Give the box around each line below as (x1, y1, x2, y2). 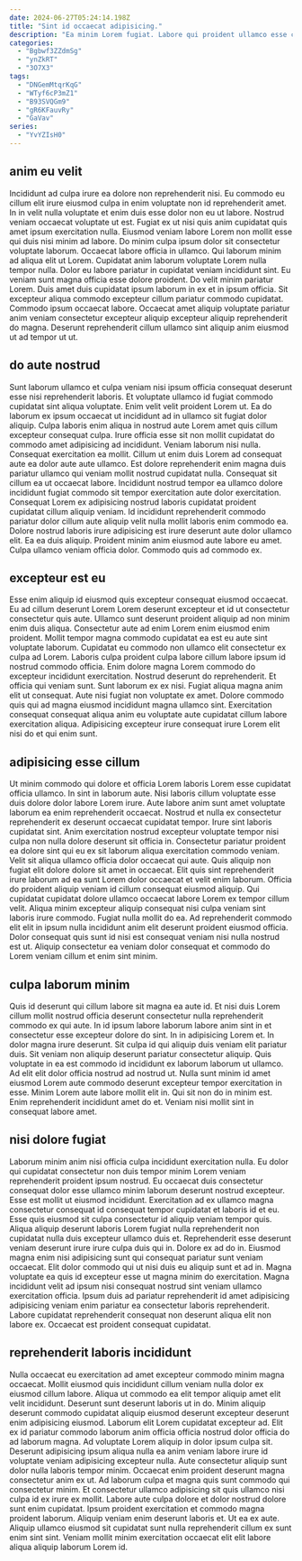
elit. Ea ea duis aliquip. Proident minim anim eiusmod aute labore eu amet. (9, 534, 283, 545)
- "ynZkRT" (17, 55, 58, 64)
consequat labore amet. (9, 1106, 97, 1117)
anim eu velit (9, 164, 83, 179)
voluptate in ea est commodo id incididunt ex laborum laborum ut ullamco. (9, 1058, 284, 1069)
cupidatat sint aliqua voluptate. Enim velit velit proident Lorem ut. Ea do (9, 400, 272, 411)
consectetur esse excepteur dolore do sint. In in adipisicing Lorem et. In (9, 1029, 275, 1040)
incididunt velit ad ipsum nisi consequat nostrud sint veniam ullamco (9, 1281, 262, 1292)
